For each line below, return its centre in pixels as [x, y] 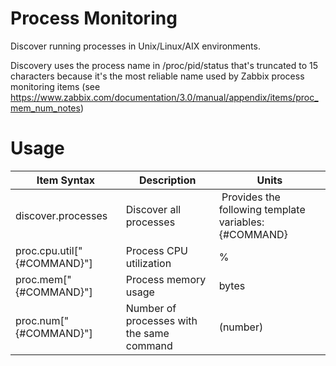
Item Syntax [66, 180]
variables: [241, 222]
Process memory [166, 279]
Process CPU [156, 250]
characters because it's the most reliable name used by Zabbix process [157, 76]
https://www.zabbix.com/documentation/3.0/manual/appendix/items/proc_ [164, 97]
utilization [148, 263]
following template [262, 209]
